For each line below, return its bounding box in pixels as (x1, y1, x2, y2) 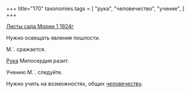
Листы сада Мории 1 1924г (6, 23, 74, 30)
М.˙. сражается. (6, 46, 46, 53)
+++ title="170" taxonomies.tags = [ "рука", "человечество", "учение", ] (6, 5, 185, 12)
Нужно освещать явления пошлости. (6, 34, 100, 41)
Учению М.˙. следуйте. (6, 69, 63, 76)
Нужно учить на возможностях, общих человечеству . (6, 80, 144, 87)
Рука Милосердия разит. (6, 57, 69, 64)
